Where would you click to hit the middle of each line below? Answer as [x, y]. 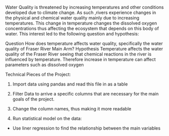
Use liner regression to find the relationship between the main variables [87, 128]
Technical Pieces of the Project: [38, 74]
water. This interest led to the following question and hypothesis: [72, 34]
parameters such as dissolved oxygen [45, 65]
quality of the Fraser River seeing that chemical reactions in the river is [78, 54]
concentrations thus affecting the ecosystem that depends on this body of [82, 28]
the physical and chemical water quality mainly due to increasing [72, 18]
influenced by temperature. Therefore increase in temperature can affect [80, 59]
